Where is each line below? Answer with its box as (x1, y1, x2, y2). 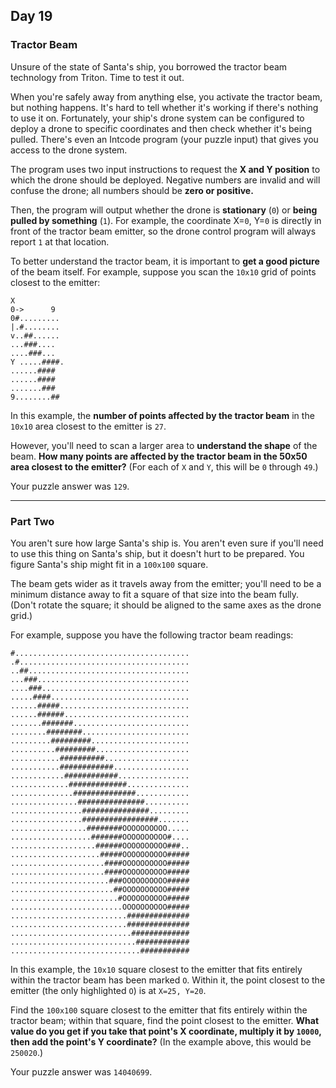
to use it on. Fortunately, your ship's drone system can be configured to (10, 112, 305, 124)
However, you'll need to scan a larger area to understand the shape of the (10, 439, 318, 451)
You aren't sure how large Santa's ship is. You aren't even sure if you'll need (10, 537, 324, 549)
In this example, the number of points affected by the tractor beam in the (10, 409, 315, 421)
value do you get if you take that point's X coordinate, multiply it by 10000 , (10, 1025, 322, 1037)
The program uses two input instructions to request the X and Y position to (10, 163, 321, 175)
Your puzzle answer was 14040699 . (10, 1065, 153, 1078)
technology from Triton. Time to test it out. (10, 71, 185, 83)
